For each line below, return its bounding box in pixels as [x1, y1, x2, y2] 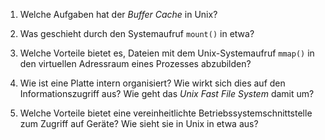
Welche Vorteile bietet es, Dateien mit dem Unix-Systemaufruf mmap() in [19, 47, 315, 59]
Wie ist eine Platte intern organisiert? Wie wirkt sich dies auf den [19, 77, 286, 89]
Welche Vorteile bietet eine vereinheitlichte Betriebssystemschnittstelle [19, 107, 313, 119]
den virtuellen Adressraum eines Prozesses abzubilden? [19, 58, 252, 69]
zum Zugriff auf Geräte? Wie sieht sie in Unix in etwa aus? [19, 118, 259, 129]
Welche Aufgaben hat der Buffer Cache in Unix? [19, 9, 218, 20]
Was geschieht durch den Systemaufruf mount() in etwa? [19, 28, 255, 39]
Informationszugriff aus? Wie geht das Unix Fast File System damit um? [19, 88, 315, 99]
